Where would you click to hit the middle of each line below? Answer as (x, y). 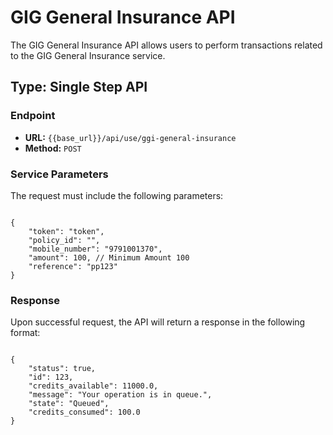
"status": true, (62, 369)
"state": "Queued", (69, 404)
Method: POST (53, 148)
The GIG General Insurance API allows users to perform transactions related (166, 45)
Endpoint (33, 116)
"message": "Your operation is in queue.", (120, 395)
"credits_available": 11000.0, (93, 386)
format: (25, 333)
